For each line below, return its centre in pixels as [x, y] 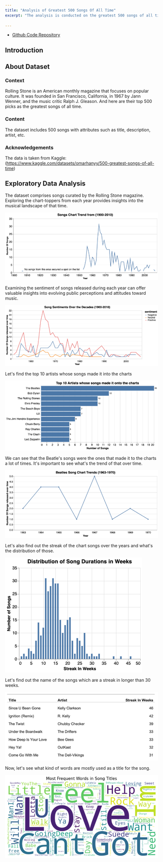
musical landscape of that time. [36, 205]
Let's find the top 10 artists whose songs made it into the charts [68, 374]
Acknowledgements [29, 147]
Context [15, 81]
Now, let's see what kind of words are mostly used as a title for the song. [78, 768]
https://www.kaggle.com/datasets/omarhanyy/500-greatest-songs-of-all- [80, 163]
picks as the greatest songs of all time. [44, 106]
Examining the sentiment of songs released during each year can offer [75, 288]
